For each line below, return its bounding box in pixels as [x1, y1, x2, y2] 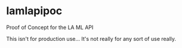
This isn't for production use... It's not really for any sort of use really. [6, 35, 177, 42]
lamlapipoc [6, 4, 63, 18]
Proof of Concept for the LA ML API [6, 24, 94, 31]
